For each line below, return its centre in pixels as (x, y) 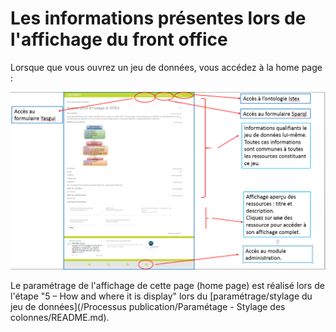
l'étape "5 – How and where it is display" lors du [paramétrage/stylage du (161, 296)
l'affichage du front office (119, 39)
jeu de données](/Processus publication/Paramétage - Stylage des (148, 306)
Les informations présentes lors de (158, 18)
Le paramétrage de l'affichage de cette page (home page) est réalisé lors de (167, 285)
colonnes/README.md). (60, 317)
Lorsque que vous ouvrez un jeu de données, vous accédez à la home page (166, 67)
